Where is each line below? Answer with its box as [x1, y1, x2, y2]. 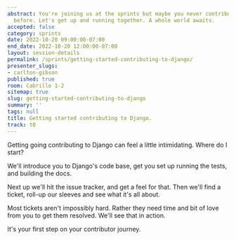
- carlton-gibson [7, 69, 58, 76]
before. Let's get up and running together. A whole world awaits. [13, 17, 216, 24]
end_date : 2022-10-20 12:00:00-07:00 [7, 43, 118, 50]
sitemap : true [7, 88, 49, 95]
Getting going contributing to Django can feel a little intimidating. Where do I [7, 140, 228, 149]
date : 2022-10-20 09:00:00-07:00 [7, 36, 105, 44]
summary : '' [7, 102, 42, 109]
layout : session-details [7, 50, 80, 57]
